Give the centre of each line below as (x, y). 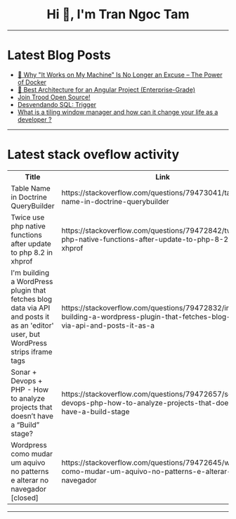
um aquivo (28, 462)
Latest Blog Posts (59, 55)
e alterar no (30, 480)
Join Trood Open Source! (54, 97)
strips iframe (32, 352)
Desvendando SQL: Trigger (57, 104)
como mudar (32, 454)
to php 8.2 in (32, 252)
